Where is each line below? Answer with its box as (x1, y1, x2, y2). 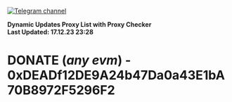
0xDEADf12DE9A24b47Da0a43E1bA (7, 68, 225, 84)
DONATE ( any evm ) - (7, 53, 131, 68)
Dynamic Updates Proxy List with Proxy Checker (7, 20, 152, 28)
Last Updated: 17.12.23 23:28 (7, 28, 94, 36)
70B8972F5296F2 (7, 82, 115, 98)
